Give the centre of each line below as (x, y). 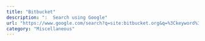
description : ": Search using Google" (57, 17)
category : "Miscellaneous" (41, 29)
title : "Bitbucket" (31, 12)
